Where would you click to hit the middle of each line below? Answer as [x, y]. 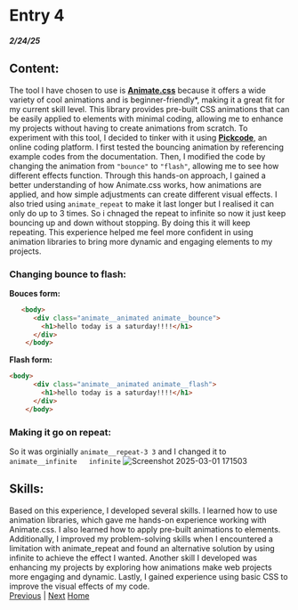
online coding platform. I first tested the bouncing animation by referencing [147, 147]
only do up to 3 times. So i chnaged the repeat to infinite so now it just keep [148, 213]
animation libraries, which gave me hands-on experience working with [138, 520]
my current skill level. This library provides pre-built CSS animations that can [149, 109]
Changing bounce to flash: [68, 274]
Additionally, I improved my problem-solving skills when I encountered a [141, 539]
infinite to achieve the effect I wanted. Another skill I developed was [133, 557]
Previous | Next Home [49, 595]
